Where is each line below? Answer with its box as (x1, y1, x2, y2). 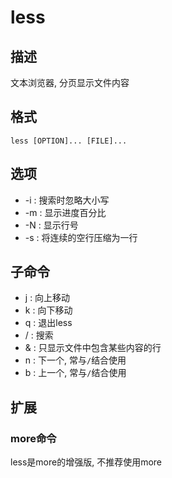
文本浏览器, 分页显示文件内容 (10, 77, 130, 88)
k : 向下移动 (24, 304, 73, 316)
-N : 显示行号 (24, 219, 79, 231)
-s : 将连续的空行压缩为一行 (24, 231, 138, 243)
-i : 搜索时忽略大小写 (24, 194, 110, 206)
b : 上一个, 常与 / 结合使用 (24, 367, 127, 379)
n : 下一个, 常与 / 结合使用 (24, 354, 127, 366)
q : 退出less (24, 317, 73, 329)
